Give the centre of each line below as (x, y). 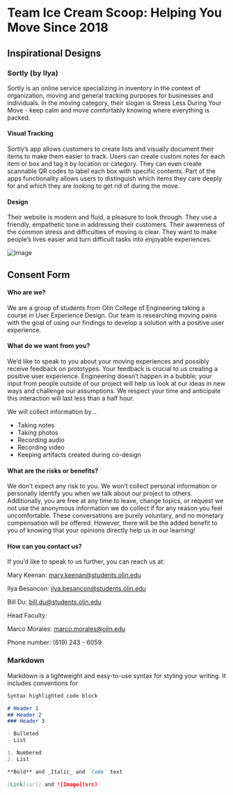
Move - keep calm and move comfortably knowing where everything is (109, 110)
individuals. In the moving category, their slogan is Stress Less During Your (114, 103)
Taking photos (38, 433)
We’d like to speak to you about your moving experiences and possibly (109, 361)
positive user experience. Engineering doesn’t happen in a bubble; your (110, 376)
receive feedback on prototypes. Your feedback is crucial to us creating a (112, 369)
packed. (19, 117)
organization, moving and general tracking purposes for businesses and (110, 95)
